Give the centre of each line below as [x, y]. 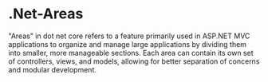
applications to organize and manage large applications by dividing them [128, 44]
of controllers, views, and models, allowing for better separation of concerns [134, 61]
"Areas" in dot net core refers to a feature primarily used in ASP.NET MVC [129, 36]
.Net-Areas [46, 14]
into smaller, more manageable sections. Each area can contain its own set [131, 53]
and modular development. [53, 69]
